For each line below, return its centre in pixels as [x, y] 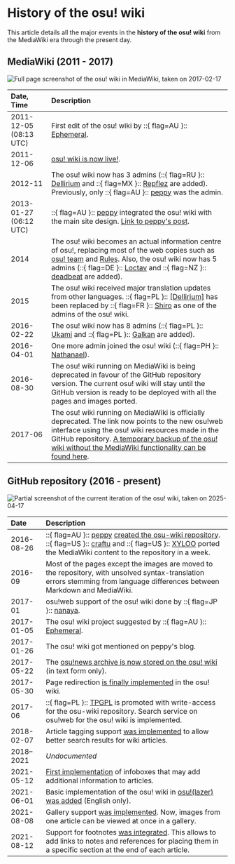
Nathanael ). [70, 354]
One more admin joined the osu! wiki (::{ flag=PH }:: [135, 345]
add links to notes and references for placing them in [132, 841]
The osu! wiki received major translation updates [131, 288]
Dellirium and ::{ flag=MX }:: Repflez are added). [130, 183]
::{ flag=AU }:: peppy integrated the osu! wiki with [131, 212]
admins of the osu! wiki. [90, 314]
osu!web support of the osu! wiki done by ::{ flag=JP [132, 602]
